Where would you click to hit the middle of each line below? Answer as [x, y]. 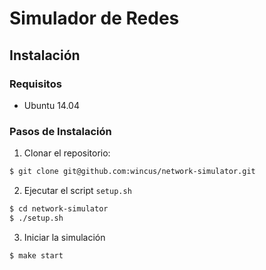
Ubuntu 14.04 [51, 105]
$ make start [36, 255]
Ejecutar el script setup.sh [77, 191]
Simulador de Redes [94, 18]
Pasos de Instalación [60, 131]
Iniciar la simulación [64, 237]
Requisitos [35, 84]
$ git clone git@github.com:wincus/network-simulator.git [132, 172]
